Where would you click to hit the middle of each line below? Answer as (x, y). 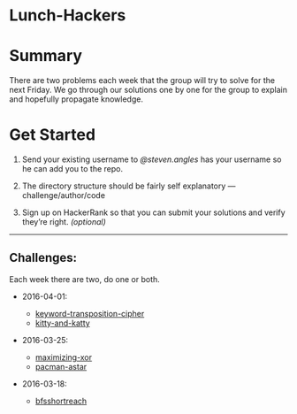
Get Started (52, 135)
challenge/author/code (64, 195)
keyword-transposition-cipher (90, 313)
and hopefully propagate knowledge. (76, 99)
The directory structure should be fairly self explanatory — (129, 186)
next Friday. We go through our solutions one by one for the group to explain (148, 90)
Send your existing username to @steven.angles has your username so (152, 159)
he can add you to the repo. (72, 169)
